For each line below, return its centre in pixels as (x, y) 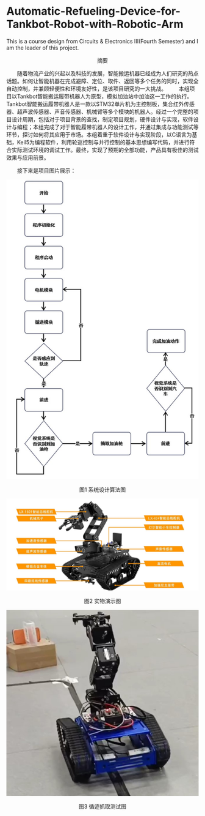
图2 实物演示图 (103, 601)
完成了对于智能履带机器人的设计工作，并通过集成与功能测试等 (121, 127)
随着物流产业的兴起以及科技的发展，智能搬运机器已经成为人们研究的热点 (108, 73)
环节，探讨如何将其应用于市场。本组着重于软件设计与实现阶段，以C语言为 (99, 134)
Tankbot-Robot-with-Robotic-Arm (95, 24)
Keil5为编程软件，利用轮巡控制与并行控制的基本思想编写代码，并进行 (103, 142)
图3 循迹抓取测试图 (103, 806)
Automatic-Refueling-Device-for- (94, 11)
